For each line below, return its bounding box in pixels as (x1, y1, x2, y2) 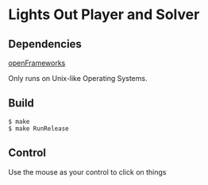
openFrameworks (8, 58, 66, 67)
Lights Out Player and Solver (8, 6, 200, 24)
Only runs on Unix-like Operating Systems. (8, 74, 148, 83)
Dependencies (8, 37, 82, 51)
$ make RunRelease (8, 125, 69, 133)
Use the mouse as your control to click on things (8, 167, 167, 176)
